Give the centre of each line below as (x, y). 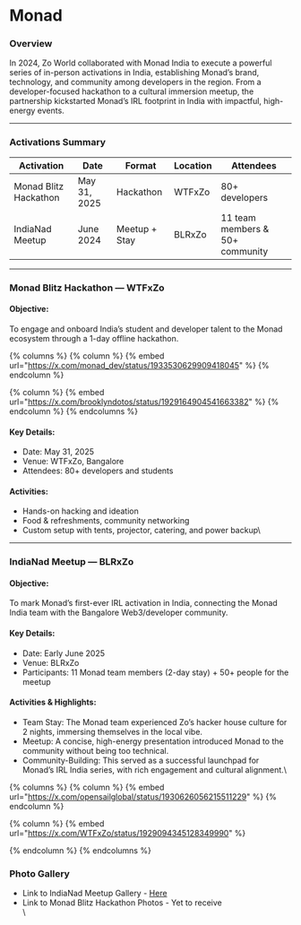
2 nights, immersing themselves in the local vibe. (112, 731)
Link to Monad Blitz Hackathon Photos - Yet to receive (122, 903)
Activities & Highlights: (53, 702)
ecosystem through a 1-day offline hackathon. (94, 338)
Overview (31, 44)
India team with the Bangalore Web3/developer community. (119, 613)
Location (193, 165)
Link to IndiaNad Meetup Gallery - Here (95, 894)
